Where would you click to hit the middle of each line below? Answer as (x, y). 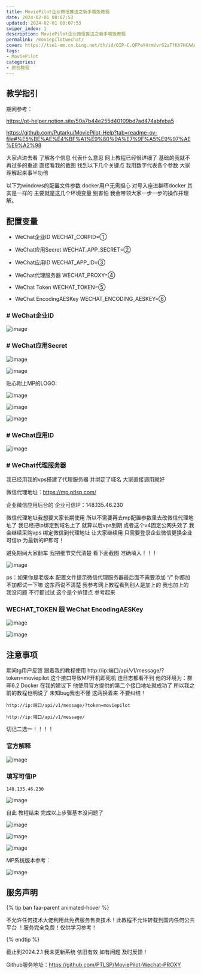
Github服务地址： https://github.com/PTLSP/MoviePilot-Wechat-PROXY (94, 964)
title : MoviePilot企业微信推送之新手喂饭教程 (58, 12)
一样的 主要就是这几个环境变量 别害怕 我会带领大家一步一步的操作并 (100, 193)
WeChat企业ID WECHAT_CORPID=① (61, 237)
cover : (14, 46)
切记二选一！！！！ (30, 729)
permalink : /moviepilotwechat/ (45, 40)
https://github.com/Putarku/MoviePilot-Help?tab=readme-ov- (82, 133)
